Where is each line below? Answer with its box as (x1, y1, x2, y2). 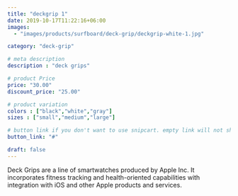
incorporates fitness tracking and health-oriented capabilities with (7, 173, 200, 181)
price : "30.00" (7, 81, 52, 88)
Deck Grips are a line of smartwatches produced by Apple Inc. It (7, 166, 195, 174)
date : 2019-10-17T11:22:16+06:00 (7, 17, 106, 24)
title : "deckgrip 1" (7, 10, 69, 18)
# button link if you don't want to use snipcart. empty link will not (7, 127, 223, 134)
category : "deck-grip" (7, 43, 74, 50)
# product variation (7, 100, 69, 108)
